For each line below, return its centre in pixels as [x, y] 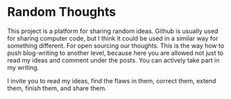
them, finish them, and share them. [57, 88]
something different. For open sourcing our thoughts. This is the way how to [116, 45]
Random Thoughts [62, 12]
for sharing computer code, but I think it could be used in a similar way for [113, 38]
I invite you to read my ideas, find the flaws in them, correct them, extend [112, 80]
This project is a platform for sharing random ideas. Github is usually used [113, 31]
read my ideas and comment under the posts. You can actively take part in [113, 60]
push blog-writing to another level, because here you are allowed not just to [115, 53]
